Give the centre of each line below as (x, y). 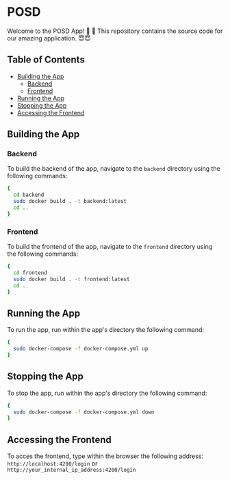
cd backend (29, 195)
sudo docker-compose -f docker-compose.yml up (81, 349)
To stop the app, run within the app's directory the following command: (107, 393)
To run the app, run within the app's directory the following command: (105, 330)
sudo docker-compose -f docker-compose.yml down (84, 412)
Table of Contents (46, 60)
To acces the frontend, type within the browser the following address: (105, 456)
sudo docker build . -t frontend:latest (72, 279)
